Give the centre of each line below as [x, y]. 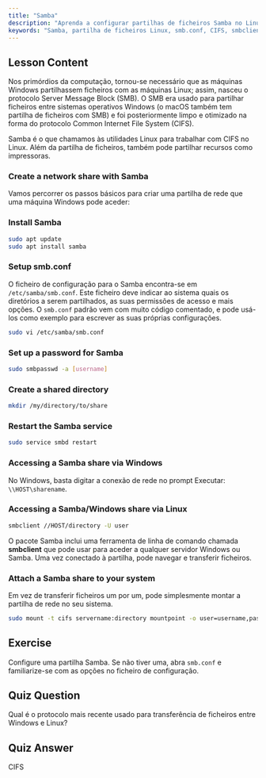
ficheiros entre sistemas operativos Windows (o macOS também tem [120, 107]
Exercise [30, 643]
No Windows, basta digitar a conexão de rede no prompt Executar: [117, 480]
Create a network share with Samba [78, 177]
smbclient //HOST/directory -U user [68, 525]
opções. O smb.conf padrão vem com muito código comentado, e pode [124, 309]
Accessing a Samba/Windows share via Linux [98, 509]
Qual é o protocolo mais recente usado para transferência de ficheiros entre [132, 715]
